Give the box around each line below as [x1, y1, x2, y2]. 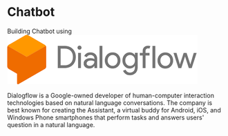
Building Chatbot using [7, 27, 73, 35]
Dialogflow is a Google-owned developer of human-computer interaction [7, 91, 214, 99]
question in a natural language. [7, 120, 95, 128]
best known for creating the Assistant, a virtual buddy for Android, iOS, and [7, 106, 221, 114]
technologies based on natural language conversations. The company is [7, 98, 213, 107]
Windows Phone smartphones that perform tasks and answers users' [7, 113, 205, 122]
